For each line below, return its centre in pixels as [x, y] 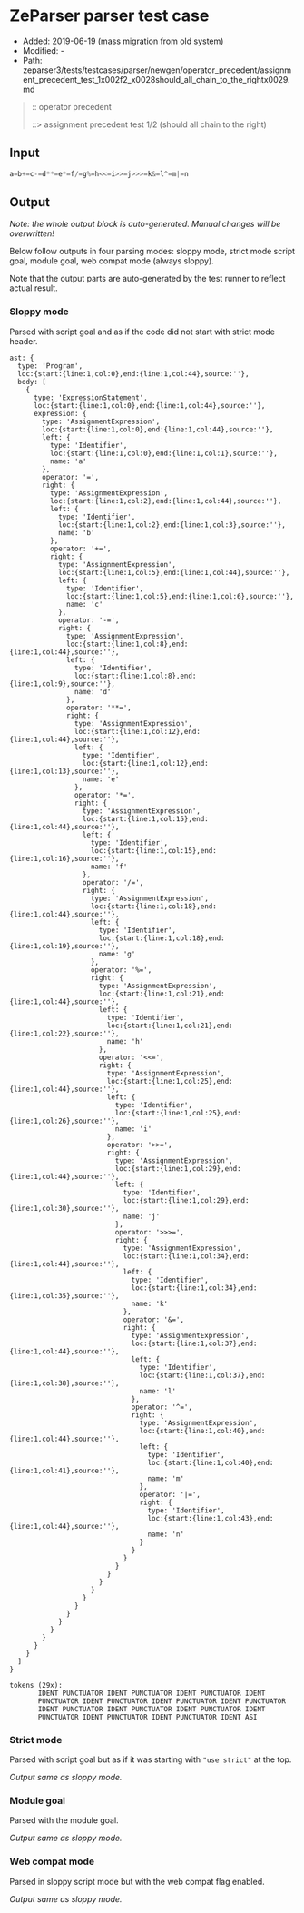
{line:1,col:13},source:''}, [64, 771]
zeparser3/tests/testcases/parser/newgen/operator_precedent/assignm [157, 70]
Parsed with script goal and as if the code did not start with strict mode [142, 332]
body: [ [32, 382]
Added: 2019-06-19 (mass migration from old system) [123, 41]
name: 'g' [117, 954]
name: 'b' [76, 532]
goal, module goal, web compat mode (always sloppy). [112, 261]
